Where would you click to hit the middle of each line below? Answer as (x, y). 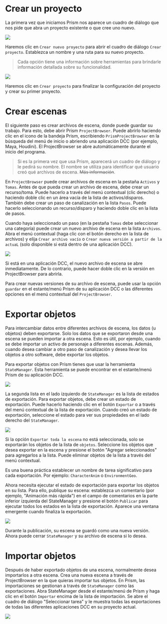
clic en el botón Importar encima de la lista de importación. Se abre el (77, 596)
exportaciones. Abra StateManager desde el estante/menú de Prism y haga (83, 591)
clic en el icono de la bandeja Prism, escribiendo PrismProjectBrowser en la (82, 136)
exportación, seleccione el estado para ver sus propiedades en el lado (77, 415)
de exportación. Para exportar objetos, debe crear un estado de (71, 399)
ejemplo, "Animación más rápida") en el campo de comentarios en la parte (82, 495)
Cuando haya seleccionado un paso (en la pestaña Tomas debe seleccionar (82, 223)
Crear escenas (36, 111)
